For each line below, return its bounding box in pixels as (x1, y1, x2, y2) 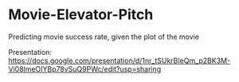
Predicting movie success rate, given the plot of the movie (8, 32, 199, 41)
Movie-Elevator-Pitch (8, 6, 154, 24)
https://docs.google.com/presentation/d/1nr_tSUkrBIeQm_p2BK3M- (8, 56, 231, 65)
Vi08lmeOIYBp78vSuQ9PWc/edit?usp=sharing (8, 64, 162, 73)
